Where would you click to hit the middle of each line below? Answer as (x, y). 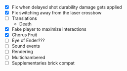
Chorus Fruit (24, 35)
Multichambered (28, 57)
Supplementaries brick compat (43, 63)
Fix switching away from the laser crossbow (57, 13)
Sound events (26, 46)
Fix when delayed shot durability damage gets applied (67, 7)
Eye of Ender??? (28, 40)
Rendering (22, 52)
